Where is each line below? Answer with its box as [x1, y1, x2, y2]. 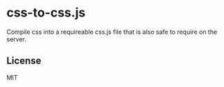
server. [6, 35, 27, 43]
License [6, 55, 42, 67]
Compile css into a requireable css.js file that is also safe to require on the [6, 28, 218, 36]
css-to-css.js [6, 5, 86, 21]
